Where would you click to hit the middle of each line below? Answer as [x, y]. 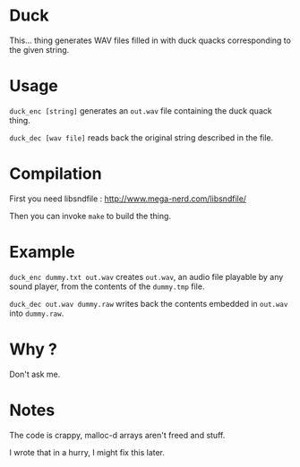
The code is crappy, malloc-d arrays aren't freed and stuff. [117, 435]
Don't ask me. [35, 374]
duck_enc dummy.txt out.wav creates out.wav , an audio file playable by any [146, 276]
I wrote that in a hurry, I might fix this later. [87, 452]
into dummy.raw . [37, 313]
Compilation [56, 174]
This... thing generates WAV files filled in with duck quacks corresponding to [150, 40]
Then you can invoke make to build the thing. [90, 216]
